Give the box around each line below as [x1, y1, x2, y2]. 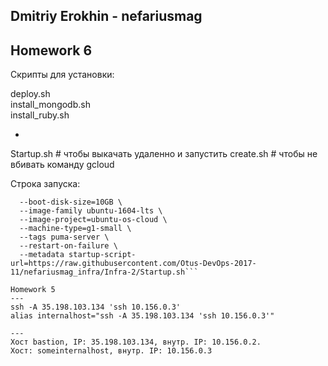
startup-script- [68, 250, 137, 260]
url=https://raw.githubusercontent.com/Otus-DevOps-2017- [10, 259, 257, 269]
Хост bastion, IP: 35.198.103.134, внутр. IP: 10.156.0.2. [10, 337, 262, 348]
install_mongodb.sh [10, 99, 91, 111]
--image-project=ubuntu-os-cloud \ [19, 215, 168, 225]
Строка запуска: [10, 178, 81, 190]
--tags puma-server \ [19, 232, 110, 243]
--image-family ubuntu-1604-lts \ [19, 206, 163, 216]
